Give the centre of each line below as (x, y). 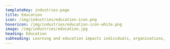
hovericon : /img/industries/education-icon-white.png (64, 24)
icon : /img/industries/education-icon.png (51, 19)
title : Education (24, 15)
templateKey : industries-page (38, 10)
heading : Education (26, 34)
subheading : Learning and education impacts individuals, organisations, (86, 39)
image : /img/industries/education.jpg (46, 29)
